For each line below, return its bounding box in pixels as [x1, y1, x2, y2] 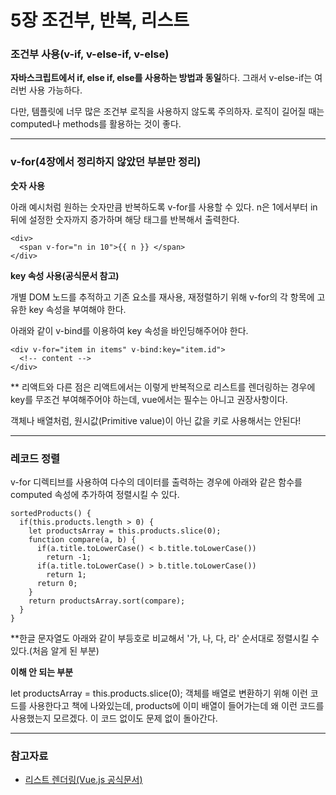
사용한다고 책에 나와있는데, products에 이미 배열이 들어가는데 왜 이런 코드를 [28, 700, 325, 712]
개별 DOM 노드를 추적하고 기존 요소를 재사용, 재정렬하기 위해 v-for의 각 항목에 [10, 291, 315, 303]
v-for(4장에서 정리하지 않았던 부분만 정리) [10, 155, 202, 169]
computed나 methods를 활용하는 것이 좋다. [10, 118, 182, 130]
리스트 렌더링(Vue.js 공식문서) [24, 774, 143, 786]
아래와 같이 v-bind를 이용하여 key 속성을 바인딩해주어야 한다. [10, 324, 249, 336]
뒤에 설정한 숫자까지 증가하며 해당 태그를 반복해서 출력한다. [10, 213, 240, 225]
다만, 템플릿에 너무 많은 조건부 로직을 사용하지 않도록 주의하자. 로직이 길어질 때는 [10, 106, 325, 118]
